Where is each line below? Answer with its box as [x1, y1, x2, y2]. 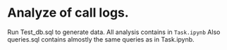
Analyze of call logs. [7, 5, 129, 21]
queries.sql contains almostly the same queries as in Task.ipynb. [7, 35, 195, 43]
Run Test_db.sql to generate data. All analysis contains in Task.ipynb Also [7, 28, 221, 36]
